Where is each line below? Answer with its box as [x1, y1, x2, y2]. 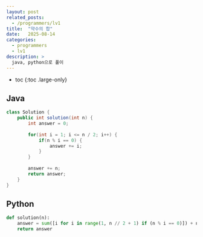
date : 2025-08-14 [6, 31, 56, 37]
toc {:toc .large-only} [14, 76, 68, 83]
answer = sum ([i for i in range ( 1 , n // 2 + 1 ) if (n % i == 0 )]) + [17, 221, 193, 227]
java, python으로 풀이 [11, 59, 64, 65]
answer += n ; [28, 165, 61, 172]
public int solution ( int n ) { [17, 115, 94, 121]
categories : [6, 37, 36, 43]
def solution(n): [6, 215, 50, 221]
